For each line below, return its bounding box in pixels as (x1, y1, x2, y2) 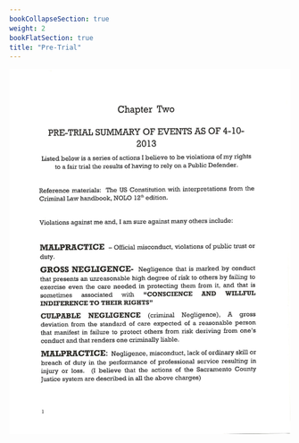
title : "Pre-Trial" (9, 43, 82, 52)
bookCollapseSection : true (9, 14, 110, 23)
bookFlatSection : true (9, 33, 94, 42)
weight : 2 (9, 23, 46, 33)
